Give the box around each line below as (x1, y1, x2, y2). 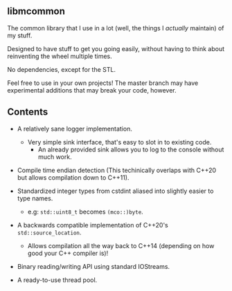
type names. (17, 194, 53, 203)
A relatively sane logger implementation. (17, 124, 133, 133)
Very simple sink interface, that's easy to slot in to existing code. (27, 138, 212, 146)
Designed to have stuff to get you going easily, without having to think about (7, 44, 225, 53)
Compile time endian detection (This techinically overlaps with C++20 (17, 166, 217, 174)
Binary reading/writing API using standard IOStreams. (17, 262, 170, 270)
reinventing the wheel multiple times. (7, 52, 112, 60)
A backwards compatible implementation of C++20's (17, 220, 168, 229)
